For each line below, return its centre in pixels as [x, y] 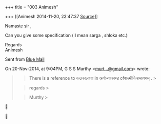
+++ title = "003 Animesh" [32, 7]
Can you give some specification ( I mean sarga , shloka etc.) [66, 35]
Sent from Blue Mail [25, 59]
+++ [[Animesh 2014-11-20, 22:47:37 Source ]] [51, 16]
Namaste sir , [18, 26]
